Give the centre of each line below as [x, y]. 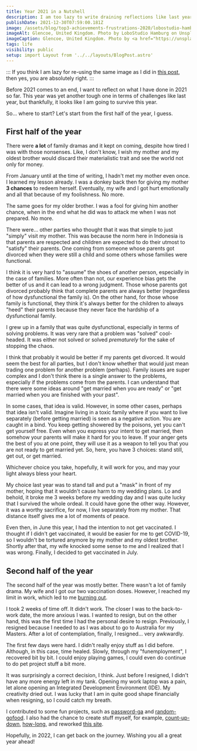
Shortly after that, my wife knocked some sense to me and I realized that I [95, 546]
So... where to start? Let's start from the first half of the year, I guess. [89, 113]
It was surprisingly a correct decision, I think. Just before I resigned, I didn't [97, 675]
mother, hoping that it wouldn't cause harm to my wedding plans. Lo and [94, 491]
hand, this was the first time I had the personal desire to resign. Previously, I [98, 621]
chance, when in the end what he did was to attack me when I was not [91, 212]
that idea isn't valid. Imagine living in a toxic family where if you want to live [97, 412]
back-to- [172, 609]
